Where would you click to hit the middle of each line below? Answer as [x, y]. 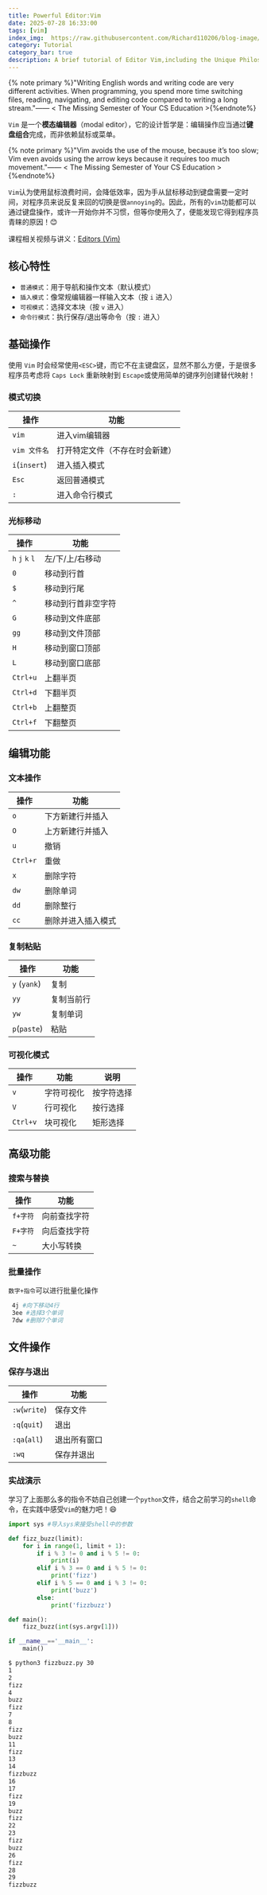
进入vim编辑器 [83, 435]
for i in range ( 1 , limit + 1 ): [74, 1546]
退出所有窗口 [79, 1439]
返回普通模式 [81, 480]
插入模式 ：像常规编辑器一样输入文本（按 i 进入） [98, 297]
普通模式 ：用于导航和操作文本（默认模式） [87, 286]
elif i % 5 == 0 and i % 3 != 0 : [92, 1583]
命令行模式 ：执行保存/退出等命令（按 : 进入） [92, 317]
